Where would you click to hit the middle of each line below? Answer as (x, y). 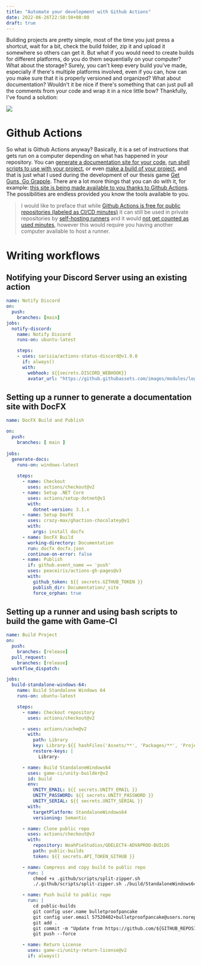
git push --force (54, 934)
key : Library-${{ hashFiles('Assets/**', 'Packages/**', (105, 746)
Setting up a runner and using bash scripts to (92, 612)
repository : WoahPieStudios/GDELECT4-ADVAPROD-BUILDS (101, 846)
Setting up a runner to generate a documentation (99, 397)
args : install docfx (58, 532)
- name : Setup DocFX (48, 515)
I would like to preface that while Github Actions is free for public (100, 206)
